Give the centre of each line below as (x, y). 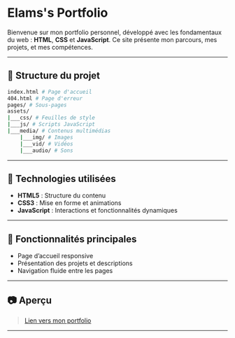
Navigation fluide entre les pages (65, 271)
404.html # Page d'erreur (45, 98)
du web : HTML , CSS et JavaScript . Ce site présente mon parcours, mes (112, 39)
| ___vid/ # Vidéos (47, 144)
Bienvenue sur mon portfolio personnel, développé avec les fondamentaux (115, 32)
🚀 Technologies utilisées (62, 179)
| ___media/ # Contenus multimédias (59, 131)
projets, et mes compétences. (50, 47)
